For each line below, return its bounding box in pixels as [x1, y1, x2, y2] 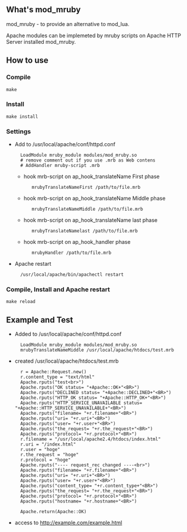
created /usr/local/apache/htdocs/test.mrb [14, 357, 119, 365]
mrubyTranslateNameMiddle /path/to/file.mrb [31, 207, 143, 212]
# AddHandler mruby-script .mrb [20, 163, 100, 169]
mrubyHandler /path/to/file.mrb [31, 250, 111, 256]
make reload [6, 299, 36, 305]
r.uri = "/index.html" [20, 441, 76, 447]
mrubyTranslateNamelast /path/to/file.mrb [31, 228, 138, 234]
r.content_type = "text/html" [20, 374, 95, 381]
